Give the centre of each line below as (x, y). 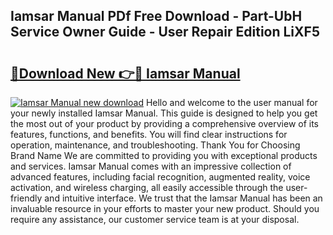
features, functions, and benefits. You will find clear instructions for (149, 134)
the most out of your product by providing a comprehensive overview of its (165, 123)
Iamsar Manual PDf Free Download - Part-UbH (156, 16)
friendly (26, 198)
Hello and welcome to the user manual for (231, 102)
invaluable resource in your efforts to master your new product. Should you (165, 208)
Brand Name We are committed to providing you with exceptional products (164, 155)
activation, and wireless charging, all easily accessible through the (147, 187)
